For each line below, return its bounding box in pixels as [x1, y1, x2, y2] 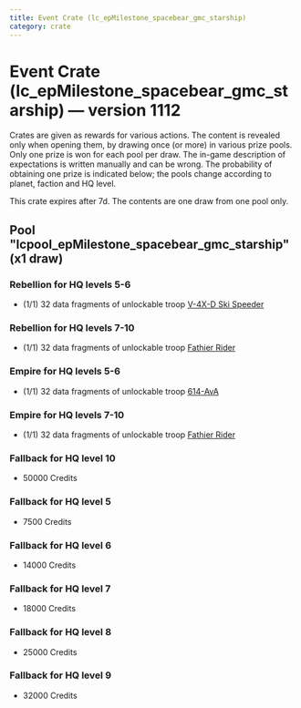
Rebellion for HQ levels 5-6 [9, 278, 131, 291]
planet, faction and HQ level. [9, 179, 117, 190]
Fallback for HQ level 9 [9, 669, 112, 682]
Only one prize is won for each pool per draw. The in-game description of [9, 149, 285, 160]
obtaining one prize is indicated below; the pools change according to [9, 169, 272, 180]
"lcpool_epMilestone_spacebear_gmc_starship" [9, 236, 290, 251]
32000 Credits [22, 690, 78, 701]
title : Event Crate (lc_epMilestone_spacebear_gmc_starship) [9, 13, 247, 23]
